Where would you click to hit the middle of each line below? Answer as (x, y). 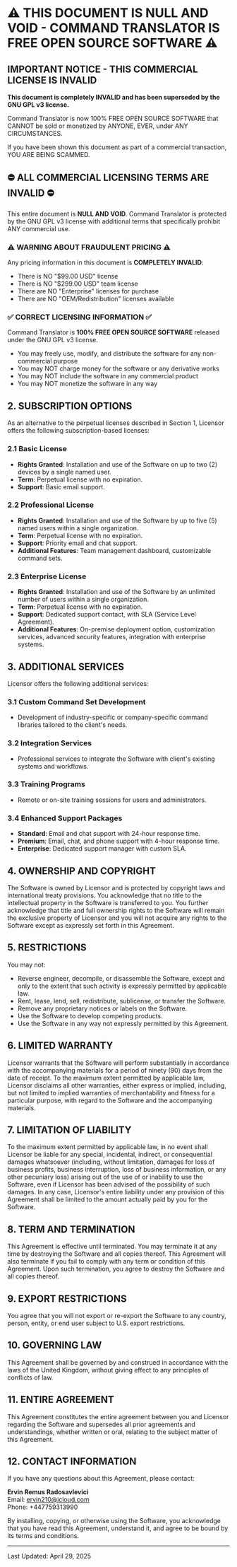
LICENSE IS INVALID (52, 80)
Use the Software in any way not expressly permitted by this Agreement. (123, 1023)
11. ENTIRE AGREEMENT (61, 1400)
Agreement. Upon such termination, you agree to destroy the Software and (116, 1269)
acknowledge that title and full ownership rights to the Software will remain (116, 910)
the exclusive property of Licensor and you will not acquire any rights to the (117, 918)
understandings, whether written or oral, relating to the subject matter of (113, 1432)
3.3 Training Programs (47, 784)
